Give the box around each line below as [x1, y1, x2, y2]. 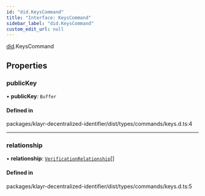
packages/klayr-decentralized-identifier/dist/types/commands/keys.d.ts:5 [6, 183, 192, 190]
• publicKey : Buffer [6, 92, 57, 100]
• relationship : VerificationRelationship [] [6, 155, 115, 162]
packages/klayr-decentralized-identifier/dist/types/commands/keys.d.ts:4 [6, 120, 193, 128]
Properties [6, 60, 48, 71]
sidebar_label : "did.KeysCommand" [6, 20, 95, 26]
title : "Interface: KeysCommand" [6, 15, 92, 21]
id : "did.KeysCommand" [6, 9, 64, 15]
